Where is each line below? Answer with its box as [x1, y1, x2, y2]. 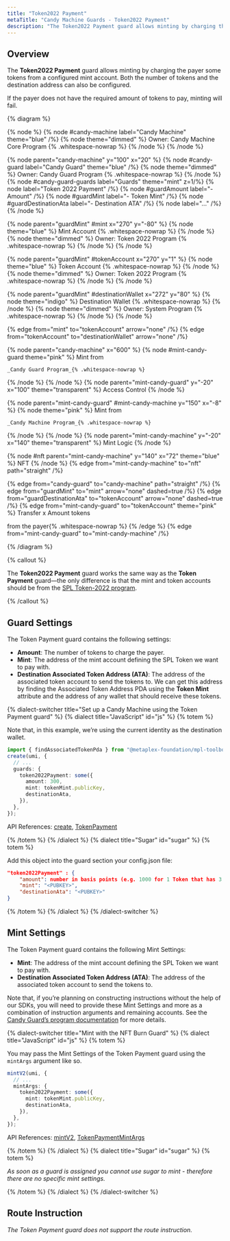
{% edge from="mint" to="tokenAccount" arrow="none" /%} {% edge [7, 325, 205, 334]
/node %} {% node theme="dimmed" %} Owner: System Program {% [7, 305, 203, 313]
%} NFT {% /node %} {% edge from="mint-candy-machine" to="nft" [7, 460, 202, 468]
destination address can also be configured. [7, 81, 131, 89]
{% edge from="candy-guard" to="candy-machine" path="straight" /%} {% [7, 480, 221, 488]
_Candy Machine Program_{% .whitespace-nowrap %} [7, 419, 152, 427]
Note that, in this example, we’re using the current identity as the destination [7, 726, 222, 734]
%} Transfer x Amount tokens [7, 509, 90, 517]
